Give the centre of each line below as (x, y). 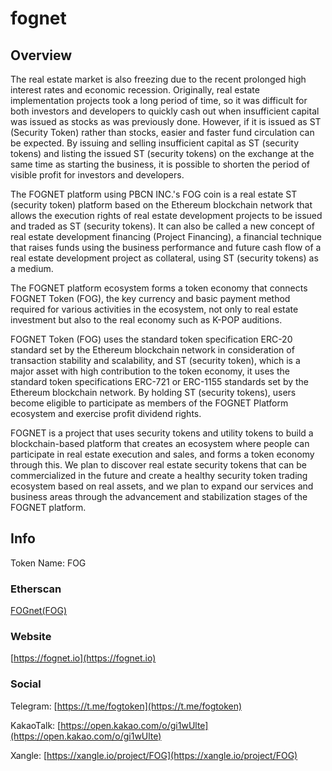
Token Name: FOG (48, 563)
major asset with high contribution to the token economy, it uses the (150, 371)
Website (31, 637)
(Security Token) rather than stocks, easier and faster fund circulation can (162, 132)
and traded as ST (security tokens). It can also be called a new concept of (162, 226)
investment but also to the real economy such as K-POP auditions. (146, 320)
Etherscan (36, 589)
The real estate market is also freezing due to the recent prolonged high (158, 79)
